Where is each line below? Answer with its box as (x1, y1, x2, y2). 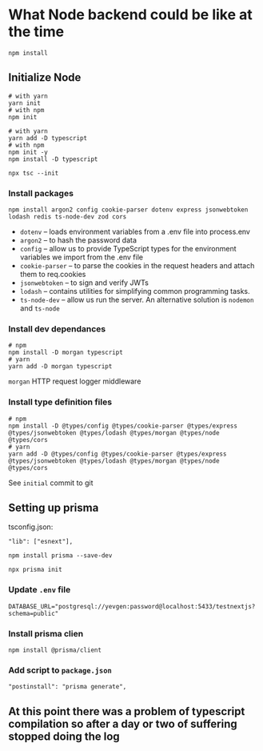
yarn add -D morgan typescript (8, 363, 113, 371)
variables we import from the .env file (19, 252, 144, 262)
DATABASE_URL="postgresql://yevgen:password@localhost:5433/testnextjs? (8, 602, 256, 610)
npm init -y (8, 148, 48, 156)
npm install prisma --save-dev (8, 552, 113, 560)
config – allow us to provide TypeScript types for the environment (19, 244, 237, 254)
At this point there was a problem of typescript (8, 705, 245, 718)
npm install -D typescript (8, 155, 98, 163)
